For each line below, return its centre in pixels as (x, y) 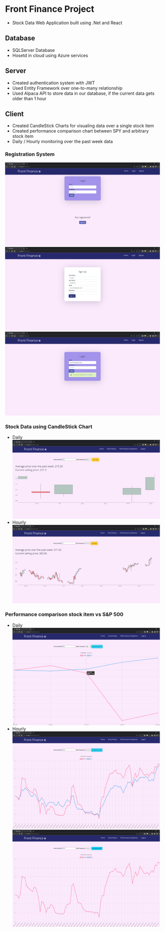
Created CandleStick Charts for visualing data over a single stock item (83, 126)
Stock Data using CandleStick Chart (49, 427)
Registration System (30, 154)
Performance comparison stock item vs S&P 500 (64, 614)
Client (14, 114)
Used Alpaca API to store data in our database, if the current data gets (83, 93)
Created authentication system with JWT (54, 83)
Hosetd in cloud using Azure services (50, 55)
